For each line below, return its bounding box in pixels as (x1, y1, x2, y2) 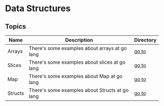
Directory (134, 37, 157, 43)
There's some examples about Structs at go (28, 87, 129, 93)
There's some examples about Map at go (28, 73, 123, 79)
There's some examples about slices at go (28, 59, 125, 66)
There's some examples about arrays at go (28, 45, 127, 52)
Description (65, 37, 93, 43)
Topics (5, 22, 26, 31)
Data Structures (5, 3, 71, 14)
